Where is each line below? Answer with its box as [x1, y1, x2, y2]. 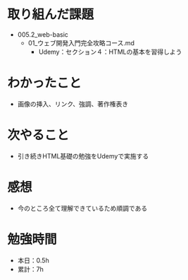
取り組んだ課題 [7, 6, 94, 23]
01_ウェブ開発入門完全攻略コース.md [27, 38, 135, 47]
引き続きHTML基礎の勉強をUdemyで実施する [17, 151, 149, 160]
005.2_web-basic [17, 30, 69, 39]
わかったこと [7, 75, 82, 91]
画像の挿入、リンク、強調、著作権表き [17, 100, 129, 108]
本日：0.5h [17, 256, 49, 264]
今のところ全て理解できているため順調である [17, 204, 148, 212]
